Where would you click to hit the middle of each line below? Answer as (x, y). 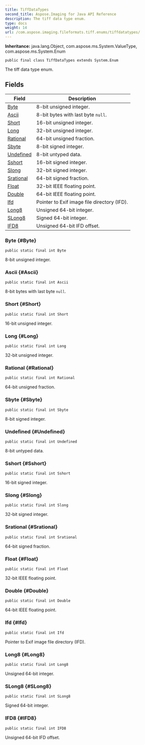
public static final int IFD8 (36, 728)
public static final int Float (37, 569)
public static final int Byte (36, 251)
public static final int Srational (41, 537)
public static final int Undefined (41, 442)
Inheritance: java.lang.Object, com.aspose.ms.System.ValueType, (71, 46)
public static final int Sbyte (37, 410)
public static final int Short (37, 314)
